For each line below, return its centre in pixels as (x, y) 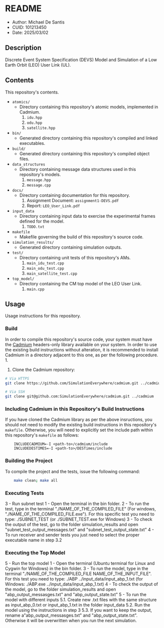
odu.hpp (34, 123)
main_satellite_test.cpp (52, 274)
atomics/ (21, 102)
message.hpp (39, 180)
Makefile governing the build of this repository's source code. (82, 237)
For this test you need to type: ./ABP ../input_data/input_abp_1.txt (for (74, 579)
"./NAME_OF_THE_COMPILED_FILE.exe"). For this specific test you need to (80, 514)
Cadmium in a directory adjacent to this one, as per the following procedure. (82, 355)
